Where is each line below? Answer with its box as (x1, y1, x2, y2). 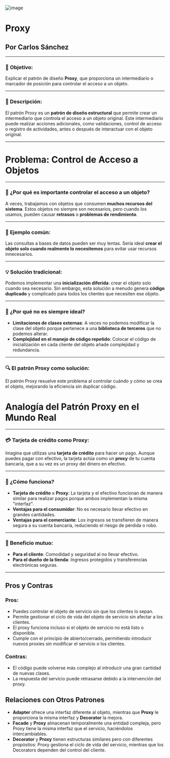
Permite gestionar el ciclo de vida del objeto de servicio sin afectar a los (12, 613, 163, 619)
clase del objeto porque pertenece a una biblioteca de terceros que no (12, 325, 161, 331)
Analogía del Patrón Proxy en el (5, 401, 139, 413)
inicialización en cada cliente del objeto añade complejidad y (12, 341, 140, 347)
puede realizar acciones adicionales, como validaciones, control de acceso (5, 120, 162, 126)
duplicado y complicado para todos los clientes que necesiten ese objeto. (5, 291, 160, 297)
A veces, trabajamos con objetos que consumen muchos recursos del (5, 201, 153, 207)
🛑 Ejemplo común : (5, 228, 51, 236)
